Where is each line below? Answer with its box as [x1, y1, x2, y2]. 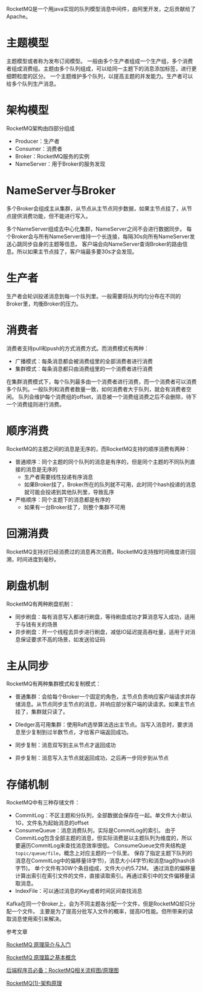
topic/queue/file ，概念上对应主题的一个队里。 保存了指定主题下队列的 [14, 849, 193, 857]
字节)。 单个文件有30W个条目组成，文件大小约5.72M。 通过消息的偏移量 [14, 864, 196, 872]
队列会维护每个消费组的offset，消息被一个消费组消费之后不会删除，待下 [18, 393, 197, 400]
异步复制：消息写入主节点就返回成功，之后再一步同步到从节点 [14, 754, 169, 762]
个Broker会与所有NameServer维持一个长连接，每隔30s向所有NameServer [6, 232, 190, 240]
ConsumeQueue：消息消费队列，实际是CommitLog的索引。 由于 [14, 827, 176, 834]
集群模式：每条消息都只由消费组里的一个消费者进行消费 [14, 365, 153, 372]
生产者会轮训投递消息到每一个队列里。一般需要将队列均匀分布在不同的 [6, 292, 181, 299]
